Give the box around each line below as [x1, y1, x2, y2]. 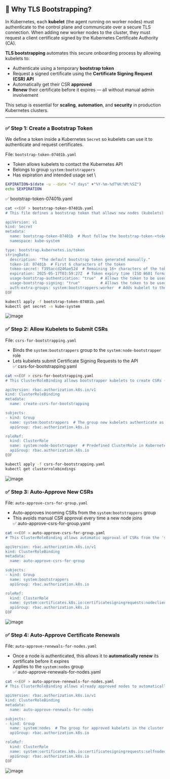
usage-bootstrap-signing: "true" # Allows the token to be [10, 281, 155, 286]
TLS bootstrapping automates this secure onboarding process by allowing [5, 50, 161, 56]
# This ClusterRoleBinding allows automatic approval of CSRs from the [5, 535, 159, 540]
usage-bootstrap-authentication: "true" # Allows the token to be [10, 276, 155, 281]
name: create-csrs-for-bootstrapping [10, 401, 90, 406]
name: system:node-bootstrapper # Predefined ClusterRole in [10, 443, 144, 449]
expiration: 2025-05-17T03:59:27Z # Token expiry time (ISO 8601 [10, 271, 153, 276]
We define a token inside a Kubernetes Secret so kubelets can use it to [5, 136, 153, 142]
